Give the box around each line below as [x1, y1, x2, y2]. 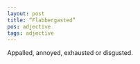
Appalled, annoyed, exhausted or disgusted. [7, 49, 133, 57]
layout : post [7, 10, 45, 17]
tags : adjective [7, 29, 54, 37]
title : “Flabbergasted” [7, 17, 76, 24]
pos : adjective [7, 23, 51, 30]
